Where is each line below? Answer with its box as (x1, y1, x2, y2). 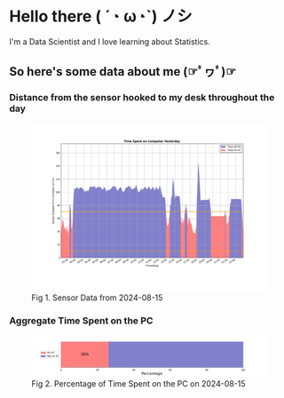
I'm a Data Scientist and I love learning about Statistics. (9, 36, 210, 47)
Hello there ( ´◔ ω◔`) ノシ (9, 6, 193, 27)
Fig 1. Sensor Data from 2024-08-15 (31, 292, 163, 303)
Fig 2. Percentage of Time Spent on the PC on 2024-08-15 (31, 378, 246, 389)
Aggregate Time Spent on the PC (9, 314, 154, 327)
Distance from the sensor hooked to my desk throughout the (9, 92, 275, 104)
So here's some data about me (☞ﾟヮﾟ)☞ (9, 64, 237, 79)
